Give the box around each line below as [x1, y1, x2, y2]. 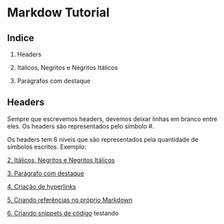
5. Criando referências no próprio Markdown [7, 195, 133, 203]
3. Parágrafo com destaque [7, 169, 84, 177]
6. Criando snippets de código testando [7, 209, 119, 217]
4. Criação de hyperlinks [7, 182, 77, 190]
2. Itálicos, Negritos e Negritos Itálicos [7, 155, 115, 164]
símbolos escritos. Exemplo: [7, 142, 87, 151]
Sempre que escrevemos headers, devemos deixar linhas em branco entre [7, 114, 218, 123]
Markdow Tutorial [7, 5, 110, 21]
